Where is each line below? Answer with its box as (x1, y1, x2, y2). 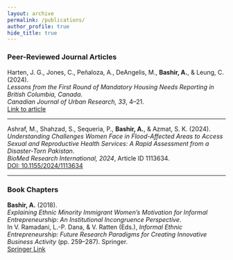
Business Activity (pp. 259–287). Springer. (7, 237, 128, 245)
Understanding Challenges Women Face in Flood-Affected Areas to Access (7, 132, 223, 140)
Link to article (7, 104, 46, 113)
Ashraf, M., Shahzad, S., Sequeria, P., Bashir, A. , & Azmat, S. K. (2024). (7, 124, 211, 133)
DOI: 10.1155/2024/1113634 (7, 161, 83, 169)
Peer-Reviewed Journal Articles (7, 53, 117, 62)
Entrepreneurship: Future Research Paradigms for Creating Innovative (7, 230, 207, 239)
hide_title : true (7, 29, 58, 37)
